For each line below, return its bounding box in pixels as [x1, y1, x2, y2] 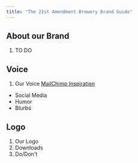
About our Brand [6, 31, 70, 41]
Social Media [14, 92, 47, 99]
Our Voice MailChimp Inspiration [14, 80, 95, 87]
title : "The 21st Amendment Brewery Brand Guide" [6, 8, 133, 15]
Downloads [14, 144, 43, 152]
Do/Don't [14, 150, 38, 158]
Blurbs [14, 104, 32, 111]
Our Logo [14, 138, 39, 145]
